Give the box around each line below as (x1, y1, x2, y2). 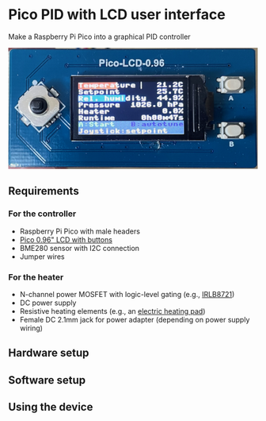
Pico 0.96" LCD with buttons (19, 234, 113, 244)
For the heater (8, 272, 64, 283)
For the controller (8, 208, 77, 219)
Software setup (8, 373, 86, 387)
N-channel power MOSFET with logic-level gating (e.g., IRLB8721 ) (19, 290, 235, 299)
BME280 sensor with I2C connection (19, 243, 140, 253)
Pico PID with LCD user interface (8, 6, 226, 24)
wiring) (19, 323, 44, 333)
